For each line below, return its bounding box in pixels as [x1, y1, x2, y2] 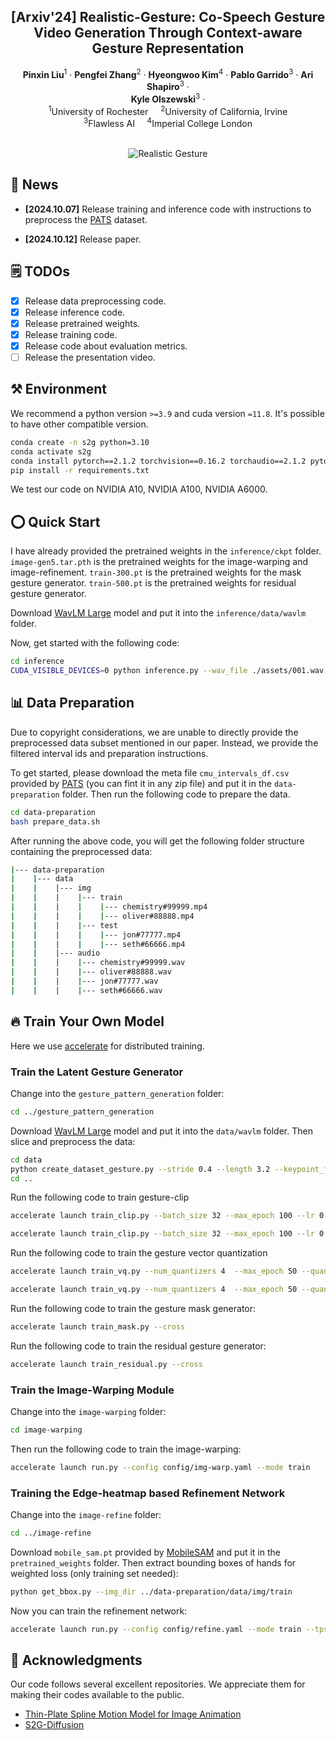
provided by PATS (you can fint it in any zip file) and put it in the [10, 777, 272, 789]
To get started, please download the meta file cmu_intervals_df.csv [10, 766, 290, 779]
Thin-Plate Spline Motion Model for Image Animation [24, 1708, 242, 1720]
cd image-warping [10, 1425, 83, 1435]
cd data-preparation [10, 807, 97, 817]
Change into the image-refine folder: [10, 1508, 162, 1520]
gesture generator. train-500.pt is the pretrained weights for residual [10, 577, 297, 589]
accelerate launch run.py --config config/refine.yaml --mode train [10, 1624, 302, 1634]
